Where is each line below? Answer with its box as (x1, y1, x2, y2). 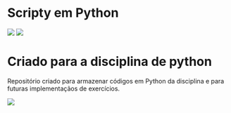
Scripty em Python (7, 5, 119, 21)
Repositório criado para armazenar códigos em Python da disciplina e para (7, 77, 225, 85)
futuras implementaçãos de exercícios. (7, 84, 120, 93)
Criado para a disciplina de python (7, 54, 213, 69)
